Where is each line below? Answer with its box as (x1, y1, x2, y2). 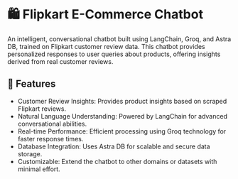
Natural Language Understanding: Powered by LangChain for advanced (17, 112, 227, 120)
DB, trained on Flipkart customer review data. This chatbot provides (7, 42, 205, 50)
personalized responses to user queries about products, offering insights (7, 50, 221, 58)
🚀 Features (7, 78, 56, 90)
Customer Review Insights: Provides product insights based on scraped (17, 97, 227, 105)
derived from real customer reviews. (7, 57, 114, 65)
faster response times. (17, 134, 84, 143)
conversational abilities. (17, 119, 87, 128)
